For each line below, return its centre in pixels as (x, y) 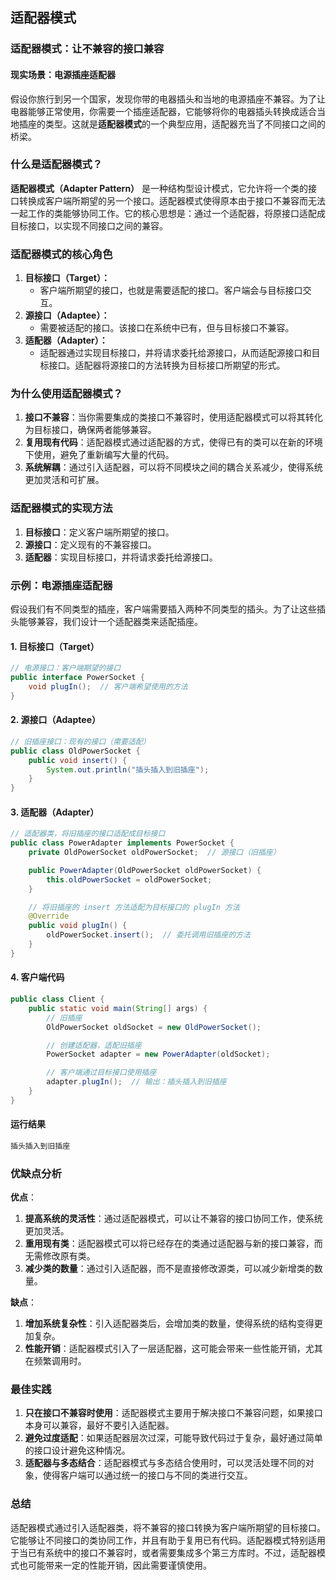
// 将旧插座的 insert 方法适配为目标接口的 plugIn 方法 (134, 907)
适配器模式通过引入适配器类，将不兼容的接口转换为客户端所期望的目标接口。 (168, 1527)
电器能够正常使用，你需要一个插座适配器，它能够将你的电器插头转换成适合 (163, 111)
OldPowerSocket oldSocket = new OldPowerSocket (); (154, 1027)
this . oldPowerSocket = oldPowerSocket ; (129, 879)
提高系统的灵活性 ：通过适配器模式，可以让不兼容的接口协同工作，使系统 (173, 1219)
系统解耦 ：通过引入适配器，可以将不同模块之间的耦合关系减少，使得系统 (173, 467)
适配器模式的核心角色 (61, 254)
